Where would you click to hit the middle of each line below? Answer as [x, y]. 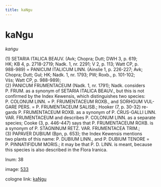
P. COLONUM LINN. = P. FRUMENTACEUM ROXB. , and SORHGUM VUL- [80, 101]
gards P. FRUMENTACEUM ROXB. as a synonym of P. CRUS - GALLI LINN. [81, 112]
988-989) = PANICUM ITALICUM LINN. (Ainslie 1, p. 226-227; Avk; [74, 69]
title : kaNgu [19, 10]
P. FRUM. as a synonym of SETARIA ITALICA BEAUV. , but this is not [75, 91]
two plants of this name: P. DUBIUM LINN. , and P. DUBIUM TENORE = [77, 139]
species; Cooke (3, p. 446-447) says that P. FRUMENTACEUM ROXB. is [79, 123]
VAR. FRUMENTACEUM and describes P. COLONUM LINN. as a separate [80, 117]
